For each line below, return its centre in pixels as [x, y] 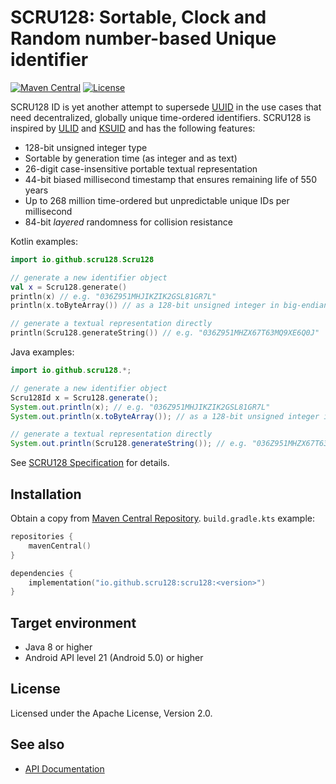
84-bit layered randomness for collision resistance [128, 222]
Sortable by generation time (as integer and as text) [131, 158]
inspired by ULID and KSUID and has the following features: [133, 128]
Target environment [73, 622]
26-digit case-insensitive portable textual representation [141, 168]
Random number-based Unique [143, 38]
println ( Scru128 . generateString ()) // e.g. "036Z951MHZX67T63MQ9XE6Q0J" [165, 333]
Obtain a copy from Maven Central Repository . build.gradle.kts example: [163, 518]
